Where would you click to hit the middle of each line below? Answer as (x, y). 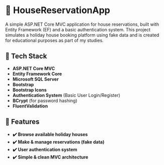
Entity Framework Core (37, 74)
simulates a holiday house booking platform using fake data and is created (82, 35)
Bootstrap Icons (29, 90)
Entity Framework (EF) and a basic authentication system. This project (78, 29)
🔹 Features (22, 122)
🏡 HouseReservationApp (58, 10)
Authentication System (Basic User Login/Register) (66, 95)
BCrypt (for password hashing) (45, 100)
